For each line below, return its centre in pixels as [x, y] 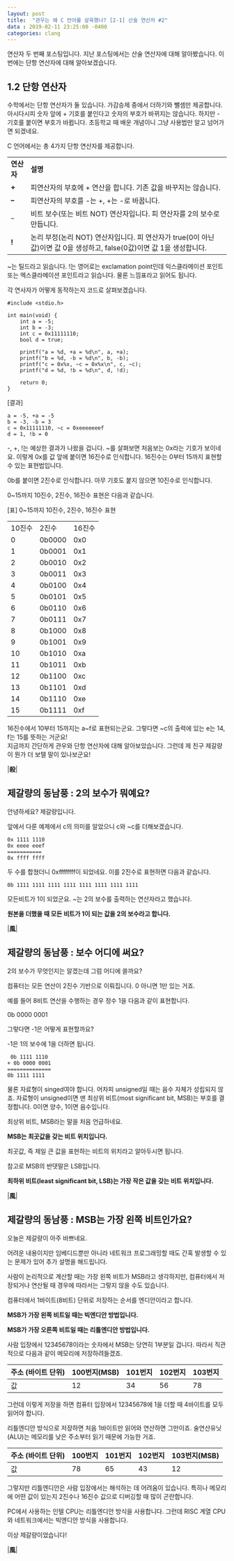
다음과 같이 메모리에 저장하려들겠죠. [74, 1353]
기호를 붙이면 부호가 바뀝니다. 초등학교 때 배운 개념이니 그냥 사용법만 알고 [107, 122]
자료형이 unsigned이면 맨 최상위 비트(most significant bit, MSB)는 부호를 [117, 1098]
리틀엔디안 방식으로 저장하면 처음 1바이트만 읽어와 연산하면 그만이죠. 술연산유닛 [115, 1428]
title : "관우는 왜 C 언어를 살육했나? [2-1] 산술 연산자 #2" [88, 20]
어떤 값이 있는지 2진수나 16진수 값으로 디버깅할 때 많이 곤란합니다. [104, 1496]
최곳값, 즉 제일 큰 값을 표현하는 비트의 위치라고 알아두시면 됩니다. [95, 1151]
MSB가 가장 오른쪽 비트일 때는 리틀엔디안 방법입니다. [78, 1329]
